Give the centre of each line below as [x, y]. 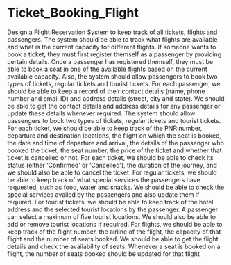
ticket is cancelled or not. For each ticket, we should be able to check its [110, 157]
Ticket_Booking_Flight [73, 13]
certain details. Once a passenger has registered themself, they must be [110, 61]
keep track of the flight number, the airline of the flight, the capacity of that [114, 232]
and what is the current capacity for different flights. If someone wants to [112, 47]
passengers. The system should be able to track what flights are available [112, 39]
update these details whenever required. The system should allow [101, 113]
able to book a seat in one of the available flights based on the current [108, 69]
